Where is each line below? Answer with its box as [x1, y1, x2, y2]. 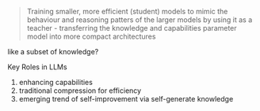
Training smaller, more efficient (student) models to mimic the [26, 7, 228, 16]
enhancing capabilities [18, 78, 93, 87]
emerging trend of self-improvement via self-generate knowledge [18, 94, 234, 103]
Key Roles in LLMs [7, 62, 68, 72]
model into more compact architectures [26, 31, 156, 41]
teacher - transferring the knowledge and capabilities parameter [26, 24, 237, 32]
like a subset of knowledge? [7, 47, 99, 56]
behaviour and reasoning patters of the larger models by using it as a [26, 15, 253, 24]
